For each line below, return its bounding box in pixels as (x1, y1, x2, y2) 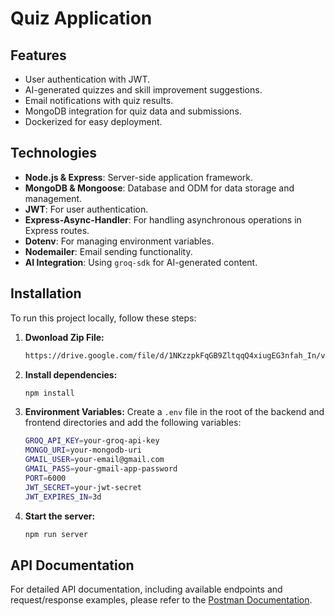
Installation (10, 285, 82, 302)
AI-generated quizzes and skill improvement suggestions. (24, 84, 263, 96)
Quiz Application (10, 7, 153, 30)
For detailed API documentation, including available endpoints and (10, 583, 283, 596)
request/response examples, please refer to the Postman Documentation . (10, 594, 313, 606)
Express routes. (24, 224, 90, 236)
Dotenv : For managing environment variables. (24, 235, 215, 247)
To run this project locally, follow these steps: (10, 312, 197, 324)
